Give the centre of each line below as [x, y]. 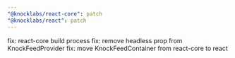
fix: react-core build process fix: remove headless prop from [95, 40]
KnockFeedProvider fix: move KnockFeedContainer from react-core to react [117, 48]
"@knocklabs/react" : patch [47, 21]
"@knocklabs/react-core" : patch [55, 14]
